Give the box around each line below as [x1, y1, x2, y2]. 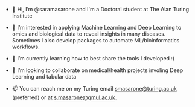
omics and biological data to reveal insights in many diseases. [11, 30, 166, 37]
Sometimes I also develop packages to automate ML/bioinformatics [11, 37, 180, 44]
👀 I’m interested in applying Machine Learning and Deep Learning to [11, 24, 182, 31]
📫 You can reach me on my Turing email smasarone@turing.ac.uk [11, 85, 177, 92]
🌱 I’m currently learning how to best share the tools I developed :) [11, 55, 175, 62]
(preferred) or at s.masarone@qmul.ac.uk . [11, 94, 117, 101]
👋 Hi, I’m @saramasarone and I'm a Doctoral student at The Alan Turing [11, 6, 190, 13]
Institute [11, 12, 33, 19]
